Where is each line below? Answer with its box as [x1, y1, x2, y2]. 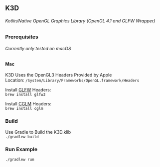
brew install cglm [5, 106, 43, 111]
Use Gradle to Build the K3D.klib [5, 129, 71, 135]
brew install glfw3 [5, 92, 46, 97]
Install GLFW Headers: [5, 87, 51, 93]
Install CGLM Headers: [5, 101, 51, 107]
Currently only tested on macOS [5, 46, 71, 52]
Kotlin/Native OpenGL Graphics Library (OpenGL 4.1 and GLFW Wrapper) [5, 17, 156, 24]
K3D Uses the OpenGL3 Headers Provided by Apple [5, 72, 112, 78]
